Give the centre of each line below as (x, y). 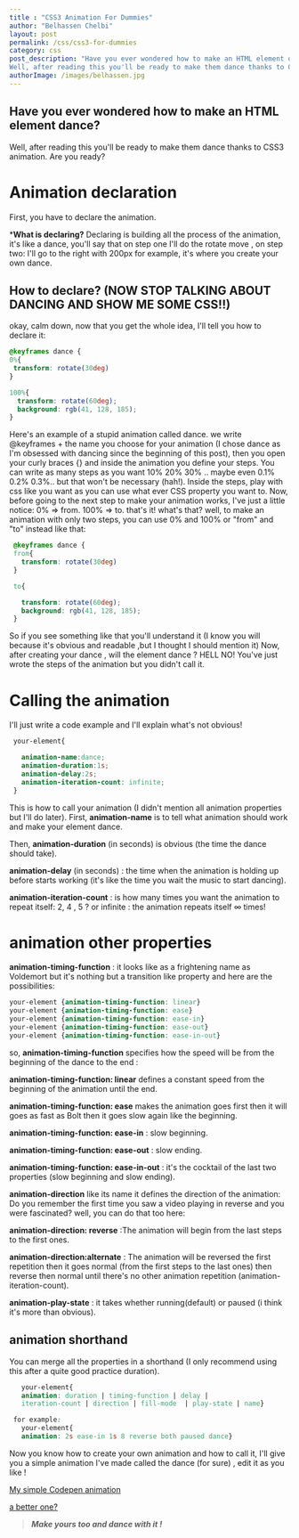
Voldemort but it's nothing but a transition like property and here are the (141, 977)
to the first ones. (39, 1240)
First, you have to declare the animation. (83, 217)
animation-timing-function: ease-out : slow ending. (106, 1150)
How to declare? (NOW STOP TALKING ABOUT (140, 290)
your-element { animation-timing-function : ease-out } (109, 1028)
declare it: (28, 336)
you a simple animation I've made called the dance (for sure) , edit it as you (147, 1462)
